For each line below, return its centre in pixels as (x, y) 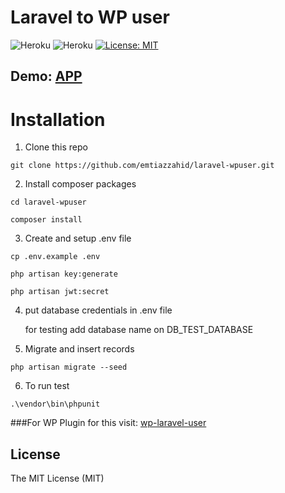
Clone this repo (56, 147)
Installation (58, 119)
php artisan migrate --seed (69, 367)
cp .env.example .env (55, 257)
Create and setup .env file (78, 238)
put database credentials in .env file (98, 310)
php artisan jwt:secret (60, 292)
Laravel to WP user (90, 17)
